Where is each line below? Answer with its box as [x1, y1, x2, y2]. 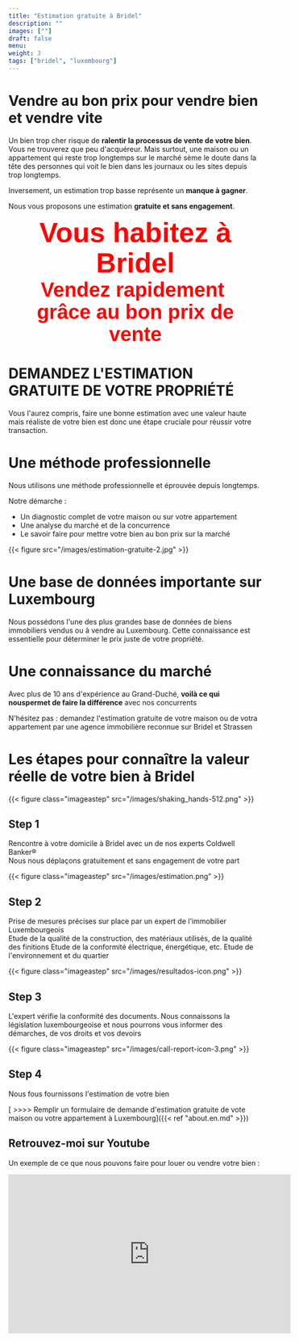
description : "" [8, 19, 63, 27]
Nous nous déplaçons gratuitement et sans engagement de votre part [8, 856, 240, 865]
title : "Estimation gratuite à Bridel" [8, 11, 143, 20]
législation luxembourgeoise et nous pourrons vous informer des [8, 1020, 223, 1029]
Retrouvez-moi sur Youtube [8, 1137, 151, 1151]
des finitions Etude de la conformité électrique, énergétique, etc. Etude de [8, 942, 254, 952]
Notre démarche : [8, 496, 67, 506]
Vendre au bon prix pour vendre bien [8, 92, 259, 110]
